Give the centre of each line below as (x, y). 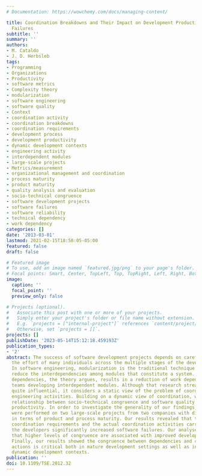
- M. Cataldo (23, 51)
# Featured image (28, 263)
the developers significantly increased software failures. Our (94, 430)
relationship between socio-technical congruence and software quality (103, 402)
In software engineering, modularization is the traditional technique (103, 368)
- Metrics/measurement (35, 168)
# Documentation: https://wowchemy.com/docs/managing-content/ (87, 12)
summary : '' (21, 40)
